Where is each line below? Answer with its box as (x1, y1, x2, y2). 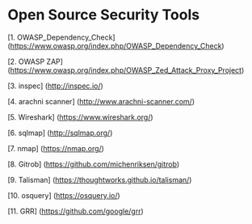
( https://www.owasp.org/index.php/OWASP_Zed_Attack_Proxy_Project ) (7, 65, 245, 74)
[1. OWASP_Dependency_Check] (7, 32, 115, 42)
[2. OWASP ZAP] (7, 57, 64, 66)
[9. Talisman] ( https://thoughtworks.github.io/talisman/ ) (7, 175, 192, 184)
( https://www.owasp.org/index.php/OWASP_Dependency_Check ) (7, 40, 225, 50)
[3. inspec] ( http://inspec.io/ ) (7, 81, 104, 91)
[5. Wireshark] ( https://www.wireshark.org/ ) (7, 112, 154, 122)
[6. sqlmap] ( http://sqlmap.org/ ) (7, 128, 113, 137)
